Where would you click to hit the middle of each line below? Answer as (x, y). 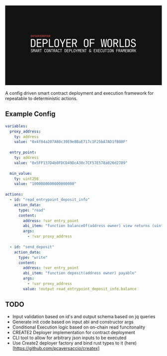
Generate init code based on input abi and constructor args (73, 322)
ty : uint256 (26, 179)
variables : (16, 126)
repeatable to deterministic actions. (42, 98)
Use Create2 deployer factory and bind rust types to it (68, 343)
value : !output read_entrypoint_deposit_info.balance (80, 289)
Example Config (30, 114)
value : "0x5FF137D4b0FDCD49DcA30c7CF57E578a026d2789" (71, 163)
